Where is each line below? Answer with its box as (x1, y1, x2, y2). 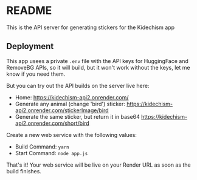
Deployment (6, 41, 54, 52)
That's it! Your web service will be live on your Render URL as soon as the (6, 161, 191, 168)
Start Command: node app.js (15, 149, 88, 156)
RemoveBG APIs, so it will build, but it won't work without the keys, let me (6, 64, 190, 71)
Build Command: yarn (15, 143, 69, 150)
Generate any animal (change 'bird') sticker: (15, 100, 126, 107)
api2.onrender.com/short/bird (15, 119, 89, 127)
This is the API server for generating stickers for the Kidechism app (6, 24, 175, 31)
